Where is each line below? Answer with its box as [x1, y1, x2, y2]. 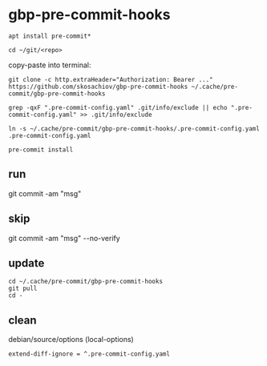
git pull [8, 284, 38, 293]
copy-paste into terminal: [8, 60, 91, 70]
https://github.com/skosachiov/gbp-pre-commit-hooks [8, 82, 188, 90]
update [8, 256, 45, 270]
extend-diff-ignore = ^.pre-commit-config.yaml [8, 350, 171, 358]
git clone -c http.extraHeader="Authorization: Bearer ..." [8, 75, 214, 83]
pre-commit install [8, 146, 74, 154]
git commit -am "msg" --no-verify [8, 233, 120, 243]
